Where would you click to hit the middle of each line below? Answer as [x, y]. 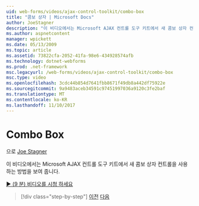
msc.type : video [26, 78]
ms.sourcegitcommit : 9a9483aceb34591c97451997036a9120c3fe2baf [86, 89]
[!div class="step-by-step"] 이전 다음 [65, 197]
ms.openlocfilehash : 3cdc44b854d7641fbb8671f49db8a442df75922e [86, 83]
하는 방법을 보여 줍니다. [33, 172]
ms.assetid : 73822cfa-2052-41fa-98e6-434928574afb [70, 56]
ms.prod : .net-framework [37, 67]
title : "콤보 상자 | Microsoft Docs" [50, 17]
